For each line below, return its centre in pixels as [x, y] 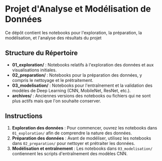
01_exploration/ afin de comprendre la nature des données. [72, 133]
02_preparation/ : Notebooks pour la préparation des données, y [77, 75]
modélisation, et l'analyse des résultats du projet [53, 38]
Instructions [24, 116]
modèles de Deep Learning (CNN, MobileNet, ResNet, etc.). [71, 90]
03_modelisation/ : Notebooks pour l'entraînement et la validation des [82, 85]
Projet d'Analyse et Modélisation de [78, 9]
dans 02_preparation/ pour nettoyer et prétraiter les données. [74, 143]
